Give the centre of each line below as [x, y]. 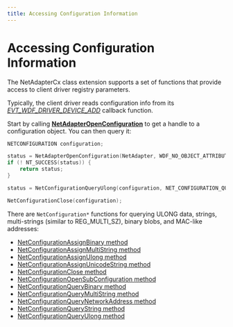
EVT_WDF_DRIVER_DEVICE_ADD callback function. [80, 110]
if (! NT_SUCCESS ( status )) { [49, 163]
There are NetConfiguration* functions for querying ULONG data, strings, [112, 214]
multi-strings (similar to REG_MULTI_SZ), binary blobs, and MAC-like [105, 221]
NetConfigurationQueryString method [71, 308]
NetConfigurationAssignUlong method [72, 257]
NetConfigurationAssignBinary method [72, 242]
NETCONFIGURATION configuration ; [55, 144]
